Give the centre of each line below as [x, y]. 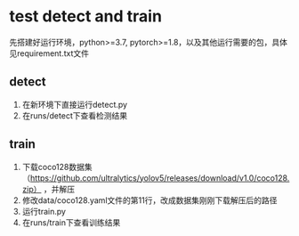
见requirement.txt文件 [49, 53]
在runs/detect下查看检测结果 [74, 115]
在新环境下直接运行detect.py [74, 104]
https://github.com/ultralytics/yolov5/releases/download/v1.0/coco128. [160, 178]
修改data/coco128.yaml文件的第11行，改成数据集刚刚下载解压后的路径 [149, 200]
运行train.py [44, 211]
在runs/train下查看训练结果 [71, 222]
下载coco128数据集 [57, 167]
